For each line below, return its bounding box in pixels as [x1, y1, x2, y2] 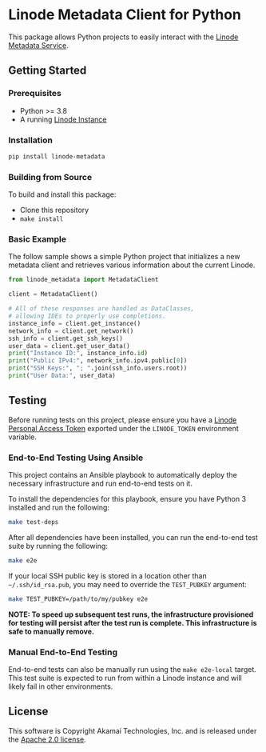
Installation [8, 134, 54, 146]
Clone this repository [19, 206, 89, 215]
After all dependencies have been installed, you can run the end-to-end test [8, 532, 258, 542]
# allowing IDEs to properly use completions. [8, 312, 166, 321]
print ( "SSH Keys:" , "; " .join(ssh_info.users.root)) [8, 364, 188, 373]
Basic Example [8, 234, 66, 245]
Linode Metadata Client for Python [8, 6, 242, 24]
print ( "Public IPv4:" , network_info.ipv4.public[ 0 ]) [8, 357, 188, 365]
